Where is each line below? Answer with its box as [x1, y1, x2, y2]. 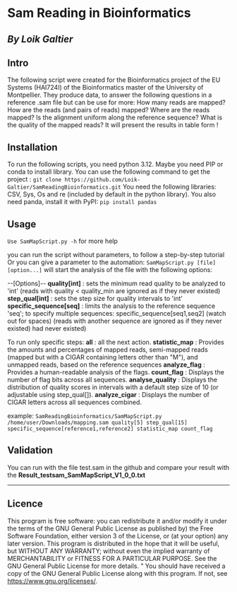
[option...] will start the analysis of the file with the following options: [7, 266, 213, 274]
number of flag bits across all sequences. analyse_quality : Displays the [7, 376, 217, 384]
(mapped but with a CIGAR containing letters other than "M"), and [7, 353, 198, 362]
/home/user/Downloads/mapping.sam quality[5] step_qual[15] [7, 419, 188, 427]
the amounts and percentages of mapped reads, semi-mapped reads [7, 345, 208, 354]
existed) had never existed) [7, 324, 87, 333]
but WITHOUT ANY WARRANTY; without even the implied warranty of [7, 546, 210, 555]
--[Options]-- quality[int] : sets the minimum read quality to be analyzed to [7, 279, 226, 288]
